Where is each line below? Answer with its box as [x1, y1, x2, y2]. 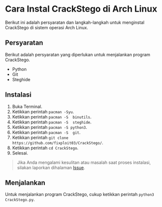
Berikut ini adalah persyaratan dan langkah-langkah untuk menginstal [5, 19, 145, 25]
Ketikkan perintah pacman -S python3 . [12, 124, 87, 130]
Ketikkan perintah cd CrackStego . [12, 145, 79, 151]
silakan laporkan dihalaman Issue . [17, 164, 85, 171]
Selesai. [12, 150, 28, 156]
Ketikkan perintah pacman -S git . [12, 129, 81, 135]
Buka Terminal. [12, 103, 42, 109]
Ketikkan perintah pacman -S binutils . [12, 114, 92, 120]
